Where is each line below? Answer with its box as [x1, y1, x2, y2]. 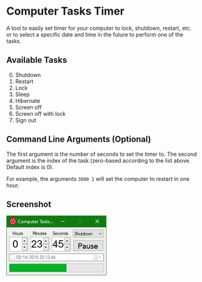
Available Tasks [6, 55, 68, 65]
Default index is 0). [6, 163, 54, 171]
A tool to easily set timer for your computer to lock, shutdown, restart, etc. [6, 24, 192, 32]
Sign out [15, 116, 37, 124]
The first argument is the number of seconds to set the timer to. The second [6, 150, 197, 158]
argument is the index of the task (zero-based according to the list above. [6, 157, 191, 164]
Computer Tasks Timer [6, 4, 125, 18]
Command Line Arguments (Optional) [6, 134, 151, 144]
